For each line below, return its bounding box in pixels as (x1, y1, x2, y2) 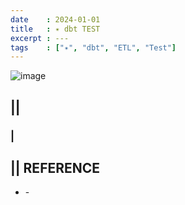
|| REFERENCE (10, 159, 101, 176)
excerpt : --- (10, 33, 70, 43)
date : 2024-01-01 (10, 14, 101, 25)
